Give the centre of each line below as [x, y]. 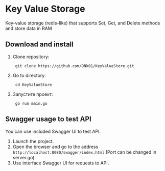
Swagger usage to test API [49, 119]
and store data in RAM [29, 28]
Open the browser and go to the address [55, 147]
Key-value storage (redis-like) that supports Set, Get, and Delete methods [83, 23]
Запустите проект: [33, 94]
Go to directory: [29, 75]
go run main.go [31, 103]
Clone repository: [31, 56]
